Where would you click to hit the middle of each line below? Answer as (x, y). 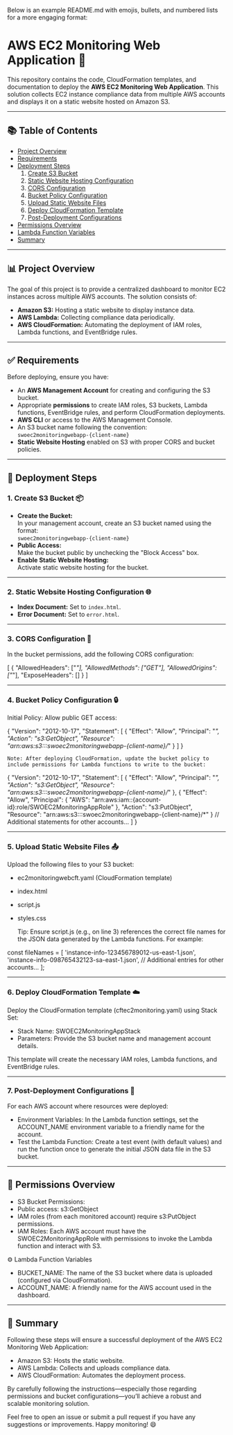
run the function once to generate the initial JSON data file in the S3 (114, 1149)
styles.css (32, 918)
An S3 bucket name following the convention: (82, 427)
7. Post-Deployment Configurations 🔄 (71, 1091)
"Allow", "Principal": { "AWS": (49, 799)
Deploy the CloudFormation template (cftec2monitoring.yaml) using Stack (112, 1010)
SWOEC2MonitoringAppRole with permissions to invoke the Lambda (115, 1238)
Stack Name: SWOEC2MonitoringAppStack (79, 1031)
